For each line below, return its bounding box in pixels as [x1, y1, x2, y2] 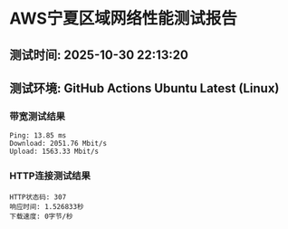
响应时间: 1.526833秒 [9, 202, 84, 211]
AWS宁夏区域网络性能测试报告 [9, 8, 238, 29]
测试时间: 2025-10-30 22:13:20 [9, 47, 188, 62]
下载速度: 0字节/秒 [9, 212, 73, 221]
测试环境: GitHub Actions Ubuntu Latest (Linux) [9, 81, 280, 96]
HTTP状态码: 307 [9, 192, 67, 202]
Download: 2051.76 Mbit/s [9, 139, 107, 148]
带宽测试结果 [9, 110, 66, 122]
